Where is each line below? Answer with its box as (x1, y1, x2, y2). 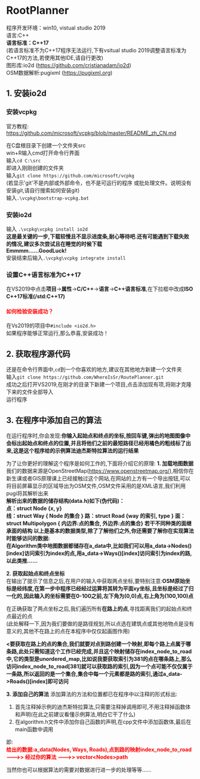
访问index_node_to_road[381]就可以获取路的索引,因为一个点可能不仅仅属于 (6, 663, 193, 670)
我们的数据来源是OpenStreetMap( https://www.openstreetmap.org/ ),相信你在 (6, 467, 194, 475)
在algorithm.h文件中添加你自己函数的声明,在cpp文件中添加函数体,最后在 (14, 718, 192, 726)
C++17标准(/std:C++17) (6, 293, 66, 300)
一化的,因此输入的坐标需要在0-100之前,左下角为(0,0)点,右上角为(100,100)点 (6, 593, 194, 600)
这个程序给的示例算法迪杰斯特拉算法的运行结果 (23, 447, 139, 454)
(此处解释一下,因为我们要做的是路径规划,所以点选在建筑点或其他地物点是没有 (6, 620, 195, 627)
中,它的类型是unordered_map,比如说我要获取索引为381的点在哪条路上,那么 (6, 656, 192, 663)
